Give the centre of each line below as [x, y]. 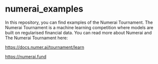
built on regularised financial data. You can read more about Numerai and [79, 32]
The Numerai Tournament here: [36, 38]
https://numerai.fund [26, 56]
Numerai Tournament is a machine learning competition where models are [79, 27]
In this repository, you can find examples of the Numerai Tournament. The [79, 22]
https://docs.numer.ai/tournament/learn [44, 47]
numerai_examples [44, 9]
